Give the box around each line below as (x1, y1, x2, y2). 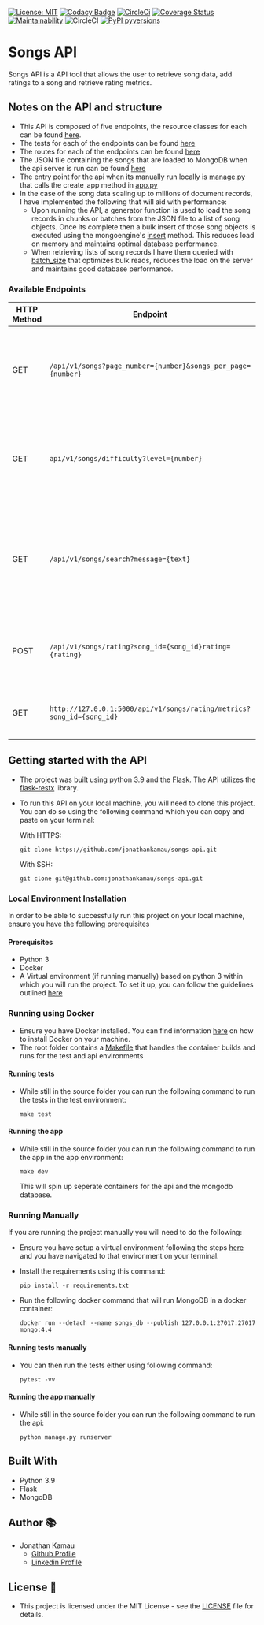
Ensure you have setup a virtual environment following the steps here (19, 1243, 244, 1252)
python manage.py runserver (19, 1433, 112, 1441)
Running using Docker (8, 1008, 95, 1019)
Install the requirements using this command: (19, 1266, 166, 1276)
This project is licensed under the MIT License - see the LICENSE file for (19, 1601, 254, 1611)
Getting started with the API (8, 753, 148, 768)
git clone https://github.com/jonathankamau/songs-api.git (19, 846, 218, 853)
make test (19, 1110, 53, 1118)
